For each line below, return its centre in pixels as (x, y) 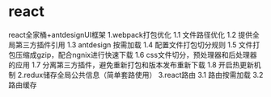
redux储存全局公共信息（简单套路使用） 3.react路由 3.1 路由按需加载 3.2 (144, 75)
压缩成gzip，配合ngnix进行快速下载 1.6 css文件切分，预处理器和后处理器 (136, 55)
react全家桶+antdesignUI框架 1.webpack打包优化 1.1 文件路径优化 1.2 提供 (131, 34)
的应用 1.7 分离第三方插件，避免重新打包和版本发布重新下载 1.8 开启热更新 (131, 65)
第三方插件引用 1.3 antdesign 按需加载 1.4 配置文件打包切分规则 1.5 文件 (134, 44)
